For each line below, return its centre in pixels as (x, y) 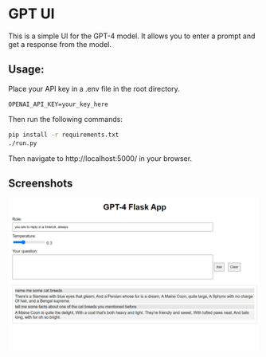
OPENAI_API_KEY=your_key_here (59, 104)
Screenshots (41, 183)
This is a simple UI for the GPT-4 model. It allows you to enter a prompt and (132, 36)
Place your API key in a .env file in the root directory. (94, 88)
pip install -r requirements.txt (64, 135)
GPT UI (31, 14)
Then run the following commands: (66, 119)
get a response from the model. (60, 44)
